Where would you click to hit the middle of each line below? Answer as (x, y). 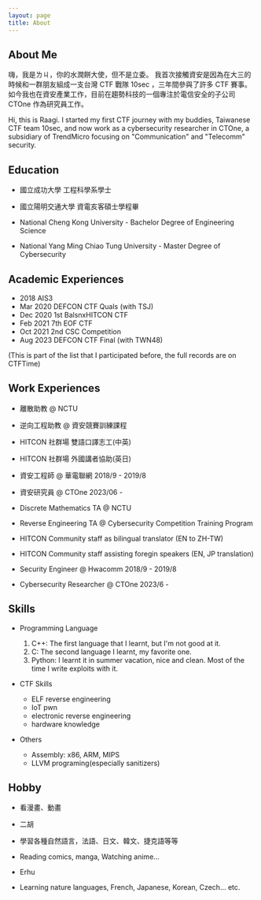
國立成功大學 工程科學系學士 (65, 190)
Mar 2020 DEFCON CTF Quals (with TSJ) (86, 306)
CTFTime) (24, 363)
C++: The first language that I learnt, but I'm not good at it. (126, 643)
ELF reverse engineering (71, 699)
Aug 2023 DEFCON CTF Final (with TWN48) (91, 340)
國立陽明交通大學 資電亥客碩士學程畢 (79, 206)
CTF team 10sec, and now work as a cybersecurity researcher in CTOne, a (129, 128)
